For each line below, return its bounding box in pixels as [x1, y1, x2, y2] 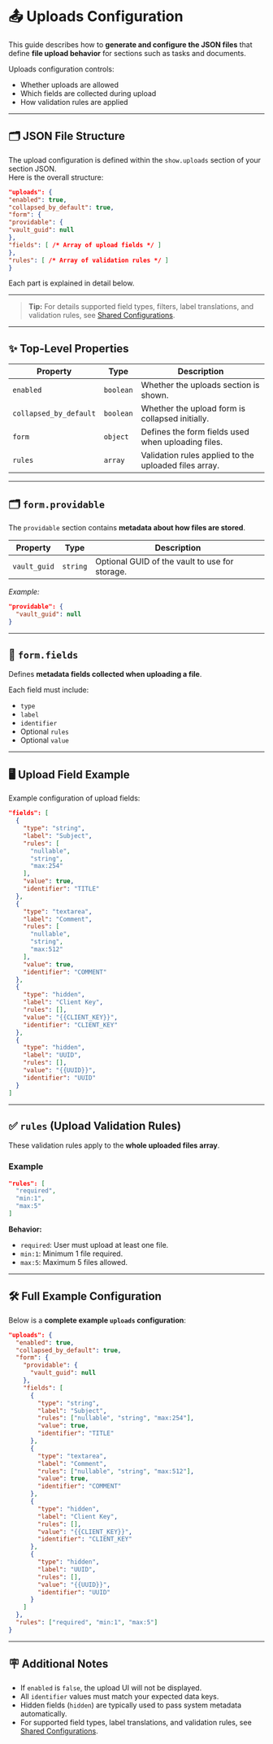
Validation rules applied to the [141, 450, 254, 461]
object [103, 433, 129, 442]
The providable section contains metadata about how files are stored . [8, 523, 246, 532]
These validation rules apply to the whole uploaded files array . [8, 1140, 220, 1150]
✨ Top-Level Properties [8, 342, 129, 355]
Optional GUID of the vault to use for [94, 556, 234, 567]
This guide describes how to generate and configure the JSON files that [8, 39, 253, 50]
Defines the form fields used [141, 426, 249, 438]
